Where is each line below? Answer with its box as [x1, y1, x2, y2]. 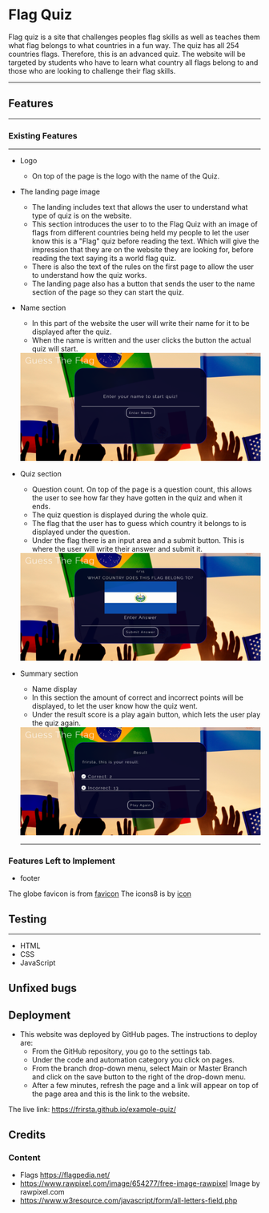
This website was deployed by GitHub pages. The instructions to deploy [19, 1030, 258, 1039]
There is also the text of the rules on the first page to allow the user [31, 262, 255, 271]
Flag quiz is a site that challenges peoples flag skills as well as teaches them [8, 32, 260, 42]
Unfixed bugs [8, 981, 78, 994]
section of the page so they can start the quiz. [31, 287, 184, 297]
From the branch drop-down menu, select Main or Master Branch [31, 1063, 247, 1074]
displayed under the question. [31, 527, 130, 536]
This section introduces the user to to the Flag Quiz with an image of [31, 219, 258, 229]
